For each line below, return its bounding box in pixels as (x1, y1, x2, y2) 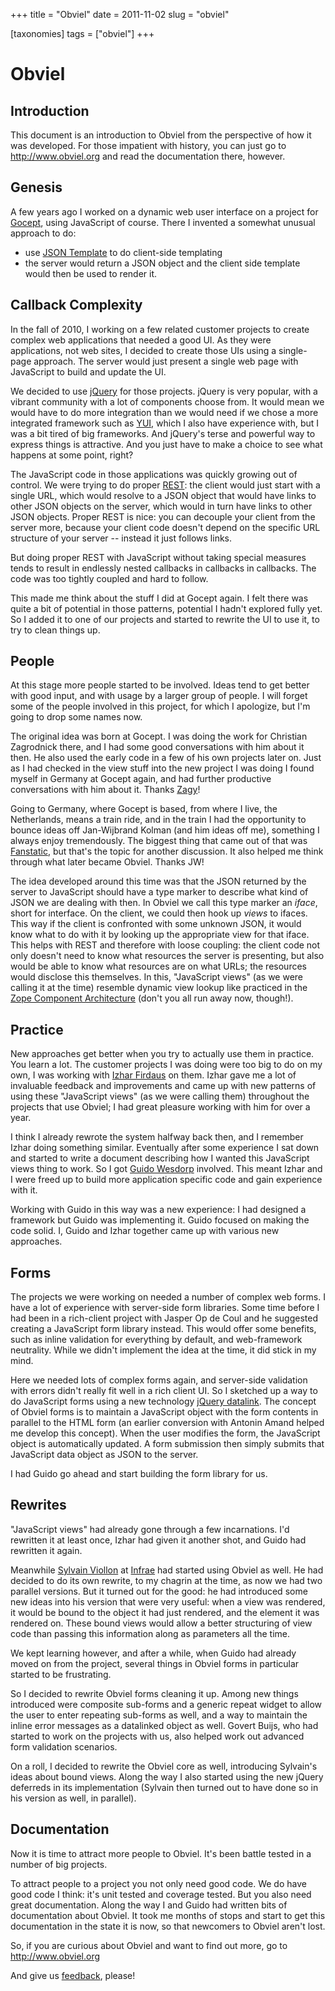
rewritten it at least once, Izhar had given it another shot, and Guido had (10, 1534, 307, 1546)
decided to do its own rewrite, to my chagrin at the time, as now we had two (10, 1574, 323, 1586)
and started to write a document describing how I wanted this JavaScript (10, 1152, 310, 1164)
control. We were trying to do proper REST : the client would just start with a (10, 479, 321, 491)
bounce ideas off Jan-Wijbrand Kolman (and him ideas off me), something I (10, 824, 320, 836)
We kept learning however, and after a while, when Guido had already (10, 1647, 297, 1659)
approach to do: (10, 227, 77, 239)
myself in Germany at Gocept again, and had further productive (10, 773, 272, 785)
